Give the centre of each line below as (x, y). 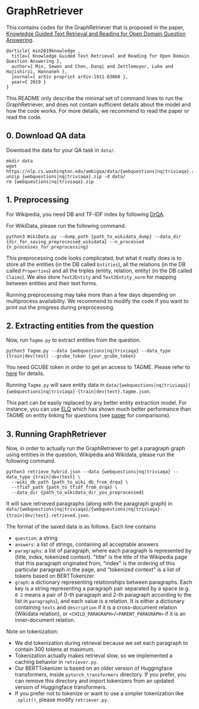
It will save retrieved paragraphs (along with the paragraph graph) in (89, 504)
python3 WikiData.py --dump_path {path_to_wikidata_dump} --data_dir (94, 236)
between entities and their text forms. (52, 283)
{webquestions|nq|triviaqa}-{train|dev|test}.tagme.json (78, 392)
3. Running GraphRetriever (56, 434)
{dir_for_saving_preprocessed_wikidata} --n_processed (75, 241)
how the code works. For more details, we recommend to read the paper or (98, 110)
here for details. (25, 373)
